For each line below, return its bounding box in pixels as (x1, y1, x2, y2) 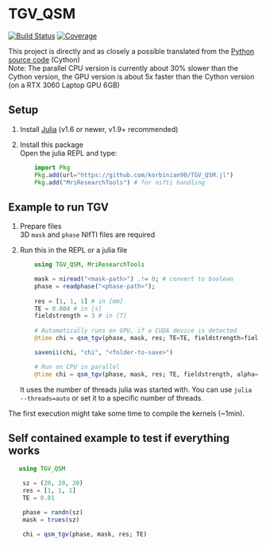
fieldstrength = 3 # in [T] (34, 312, 127, 320)
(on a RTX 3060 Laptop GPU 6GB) (8, 80, 121, 90)
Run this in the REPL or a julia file (19, 246, 128, 255)
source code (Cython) (8, 55, 81, 64)
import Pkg (34, 164, 71, 172)
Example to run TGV (8, 200, 109, 214)
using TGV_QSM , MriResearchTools (34, 261, 145, 269)
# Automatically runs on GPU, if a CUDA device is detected (34, 327, 237, 335)
